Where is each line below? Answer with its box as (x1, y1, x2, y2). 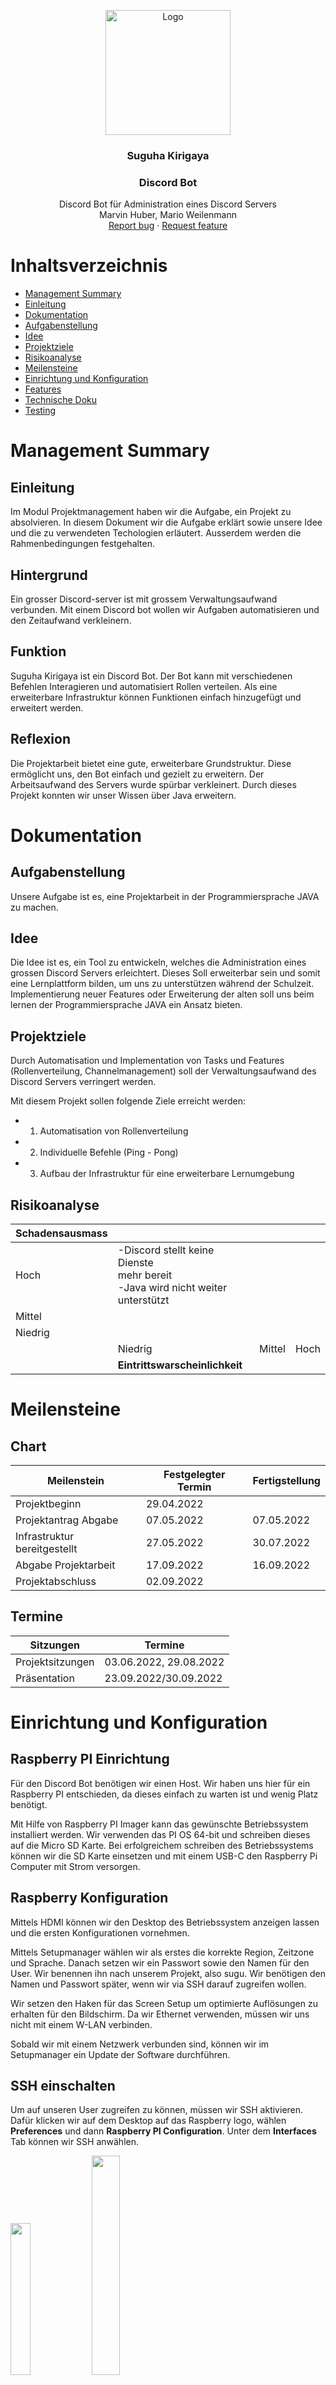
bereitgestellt (15, 1542, 78, 1556)
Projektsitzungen (15, 1655, 95, 1669)
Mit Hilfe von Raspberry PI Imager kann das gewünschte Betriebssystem (10, 1818, 309, 1830)
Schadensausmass (15, 1226, 108, 1240)
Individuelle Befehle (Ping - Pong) (39, 1146, 179, 1159)
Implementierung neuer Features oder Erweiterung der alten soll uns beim (10, 988, 315, 1000)
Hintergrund (10, 566, 88, 584)
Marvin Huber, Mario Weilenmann (98, 209, 237, 221)
